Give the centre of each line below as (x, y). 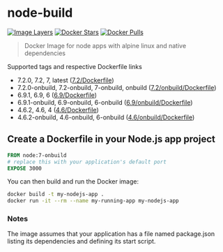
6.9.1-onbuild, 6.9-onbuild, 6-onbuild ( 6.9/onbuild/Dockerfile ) (105, 102)
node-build (40, 13)
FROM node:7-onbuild (37, 155)
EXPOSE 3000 (24, 168)
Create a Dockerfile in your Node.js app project (111, 139)
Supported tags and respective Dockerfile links (75, 66)
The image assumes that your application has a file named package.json (111, 234)
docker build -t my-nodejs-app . (56, 194)
